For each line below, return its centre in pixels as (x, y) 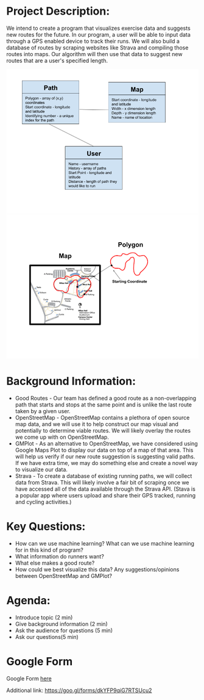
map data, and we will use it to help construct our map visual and (97, 424)
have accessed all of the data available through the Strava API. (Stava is (105, 489)
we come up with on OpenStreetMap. (62, 437)
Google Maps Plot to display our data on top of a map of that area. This (104, 450)
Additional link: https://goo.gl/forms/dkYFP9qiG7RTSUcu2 (79, 690)
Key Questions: (46, 527)
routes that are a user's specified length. (57, 60)
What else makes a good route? (55, 563)
